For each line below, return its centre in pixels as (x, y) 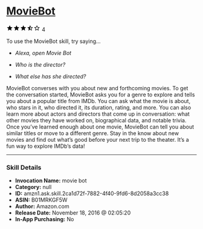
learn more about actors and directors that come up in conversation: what (98, 114)
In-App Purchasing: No (44, 219)
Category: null (33, 187)
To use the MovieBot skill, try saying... (53, 41)
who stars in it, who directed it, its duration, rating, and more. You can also (99, 107)
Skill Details (24, 167)
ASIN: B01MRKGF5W (41, 200)
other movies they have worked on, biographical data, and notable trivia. (96, 120)
